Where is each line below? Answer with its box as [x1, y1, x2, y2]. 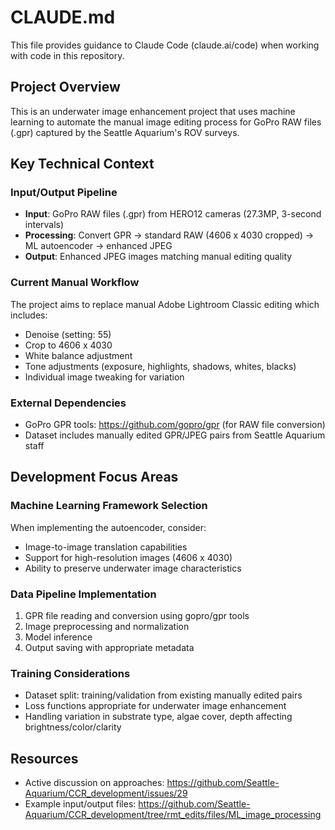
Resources [10, 750, 79, 767]
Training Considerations [10, 666, 131, 680]
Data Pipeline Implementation [10, 587, 157, 601]
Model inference [24, 631, 93, 643]
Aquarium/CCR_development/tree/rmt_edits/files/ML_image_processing [24, 809, 322, 821]
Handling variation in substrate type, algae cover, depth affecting [24, 711, 293, 723]
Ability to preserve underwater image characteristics [24, 562, 242, 574]
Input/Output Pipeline [10, 186, 118, 200]
